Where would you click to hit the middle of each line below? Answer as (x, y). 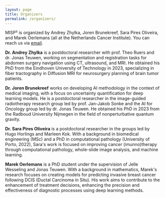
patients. (14, 78)
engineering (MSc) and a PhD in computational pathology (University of (77, 139)
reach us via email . (24, 43)
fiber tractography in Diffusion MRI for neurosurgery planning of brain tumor (82, 74)
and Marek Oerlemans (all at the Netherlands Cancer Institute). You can (77, 38)
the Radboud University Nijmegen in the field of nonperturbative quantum (79, 114)
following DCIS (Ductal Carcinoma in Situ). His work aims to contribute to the (82, 180)
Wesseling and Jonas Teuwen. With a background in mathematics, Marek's (81, 170)
